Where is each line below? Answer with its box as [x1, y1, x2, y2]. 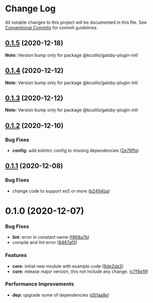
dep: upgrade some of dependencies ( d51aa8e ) [12, 292, 110, 298]
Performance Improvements [5, 281, 75, 288]
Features [5, 252, 27, 259]
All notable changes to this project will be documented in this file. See [5, 19, 147, 25]
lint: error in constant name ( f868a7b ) [12, 234, 90, 240]
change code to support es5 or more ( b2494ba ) [12, 188, 110, 194]
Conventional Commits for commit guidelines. [5, 24, 98, 30]
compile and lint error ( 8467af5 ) [12, 240, 77, 246]
